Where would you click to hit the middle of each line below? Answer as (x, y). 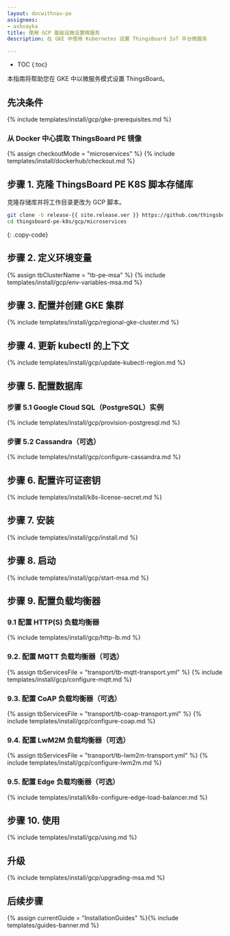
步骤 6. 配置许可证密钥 (54, 480)
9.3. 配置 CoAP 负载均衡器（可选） (64, 699)
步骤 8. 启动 (31, 561)
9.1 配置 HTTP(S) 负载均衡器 (53, 622)
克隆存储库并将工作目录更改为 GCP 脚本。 (66, 202)
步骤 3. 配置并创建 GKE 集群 (65, 305)
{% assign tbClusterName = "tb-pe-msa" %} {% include (86, 274)
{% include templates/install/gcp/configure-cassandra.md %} (94, 457)
